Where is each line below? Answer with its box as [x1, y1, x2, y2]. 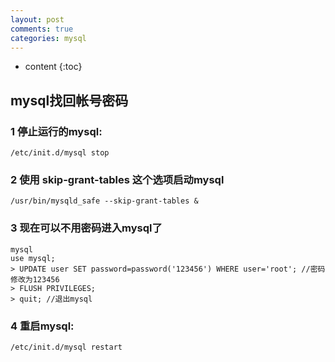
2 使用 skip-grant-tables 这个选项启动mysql [10, 172, 225, 186]
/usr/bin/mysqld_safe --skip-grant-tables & [10, 196, 199, 206]
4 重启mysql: [10, 319, 75, 333]
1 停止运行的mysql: [10, 124, 103, 138]
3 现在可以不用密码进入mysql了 [10, 221, 163, 235]
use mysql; [10, 253, 56, 263]
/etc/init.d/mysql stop [10, 148, 110, 158]
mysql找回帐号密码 [10, 92, 129, 109]
